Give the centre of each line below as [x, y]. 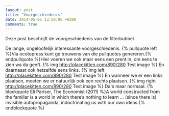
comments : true [21, 24]
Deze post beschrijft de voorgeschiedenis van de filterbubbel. [70, 39]
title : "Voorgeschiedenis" [34, 15]
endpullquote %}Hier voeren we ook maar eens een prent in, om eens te [81, 60]
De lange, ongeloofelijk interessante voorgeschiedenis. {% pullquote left [81, 48]
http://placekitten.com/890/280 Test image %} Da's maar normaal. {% [79, 86]
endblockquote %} [25, 108]
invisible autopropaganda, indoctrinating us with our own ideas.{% [75, 103]
